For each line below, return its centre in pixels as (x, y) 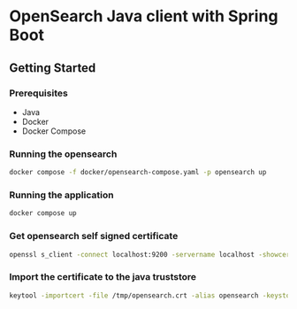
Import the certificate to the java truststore (103, 277)
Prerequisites (38, 93)
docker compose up (43, 213)
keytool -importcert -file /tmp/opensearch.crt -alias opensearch (134, 295)
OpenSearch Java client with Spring (144, 16)
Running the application (61, 195)
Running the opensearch (63, 154)
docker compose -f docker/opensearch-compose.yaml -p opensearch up (138, 173)
